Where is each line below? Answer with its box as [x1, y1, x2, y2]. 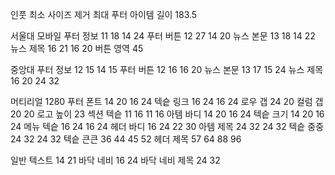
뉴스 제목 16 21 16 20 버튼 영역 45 [10, 43, 144, 54]
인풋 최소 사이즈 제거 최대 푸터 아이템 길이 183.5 [10, 9, 198, 20]
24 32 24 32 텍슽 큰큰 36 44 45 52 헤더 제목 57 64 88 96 [10, 133, 242, 145]
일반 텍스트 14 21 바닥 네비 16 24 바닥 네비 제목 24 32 [10, 154, 221, 166]
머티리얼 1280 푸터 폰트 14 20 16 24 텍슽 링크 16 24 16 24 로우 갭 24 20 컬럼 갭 [10, 96, 324, 107]
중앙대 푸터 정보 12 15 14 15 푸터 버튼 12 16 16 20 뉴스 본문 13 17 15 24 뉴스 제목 [10, 64, 324, 75]
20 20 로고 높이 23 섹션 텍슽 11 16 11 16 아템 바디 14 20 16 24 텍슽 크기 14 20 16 [10, 108, 325, 120]
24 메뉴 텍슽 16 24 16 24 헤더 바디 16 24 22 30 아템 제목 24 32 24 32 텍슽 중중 [10, 121, 325, 132]
